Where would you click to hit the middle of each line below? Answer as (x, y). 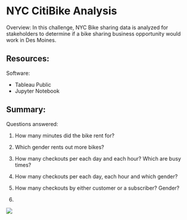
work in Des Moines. (31, 40)
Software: (18, 73)
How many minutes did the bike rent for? (65, 136)
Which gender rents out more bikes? (59, 147)
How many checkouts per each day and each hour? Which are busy (98, 158)
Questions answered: (32, 124)
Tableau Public (33, 84)
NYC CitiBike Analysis (62, 11)
